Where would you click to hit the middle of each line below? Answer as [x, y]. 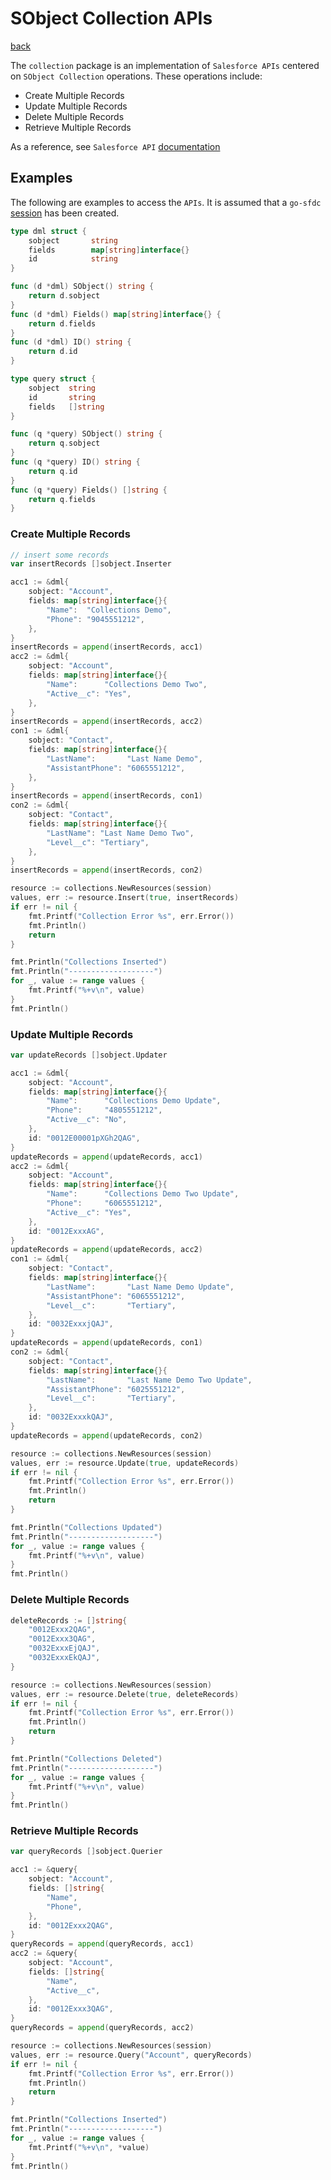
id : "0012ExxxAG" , [66, 1231]
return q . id [53, 471]
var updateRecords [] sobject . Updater [89, 1055]
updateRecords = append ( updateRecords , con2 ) [106, 1435]
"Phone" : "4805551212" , [104, 1110]
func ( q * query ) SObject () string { [86, 434]
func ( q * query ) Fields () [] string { [89, 490]
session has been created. [65, 213]
